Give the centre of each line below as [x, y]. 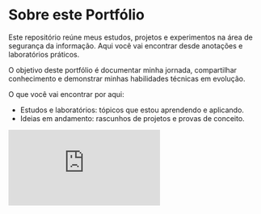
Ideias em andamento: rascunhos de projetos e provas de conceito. [132, 118]
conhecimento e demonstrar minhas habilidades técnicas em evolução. [127, 78]
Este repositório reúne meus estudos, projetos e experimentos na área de [130, 37]
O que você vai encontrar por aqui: [66, 94]
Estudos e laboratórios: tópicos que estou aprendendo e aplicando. [132, 110]
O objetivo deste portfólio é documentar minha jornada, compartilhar [122, 69]
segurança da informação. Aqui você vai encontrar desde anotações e [126, 45]
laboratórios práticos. [44, 54]
